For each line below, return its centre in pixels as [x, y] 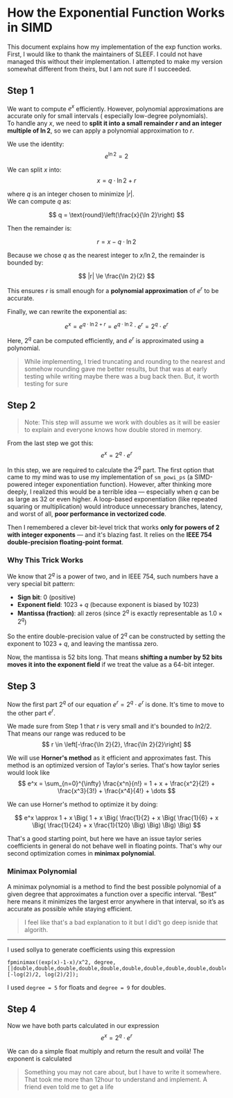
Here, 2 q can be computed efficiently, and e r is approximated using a [106, 340]
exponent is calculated [40, 1058]
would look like [28, 773]
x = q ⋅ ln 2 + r [116, 181]
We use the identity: [36, 144]
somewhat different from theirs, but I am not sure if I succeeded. [100, 69]
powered [20, 485]
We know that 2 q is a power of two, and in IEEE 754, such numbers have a [113, 576]
